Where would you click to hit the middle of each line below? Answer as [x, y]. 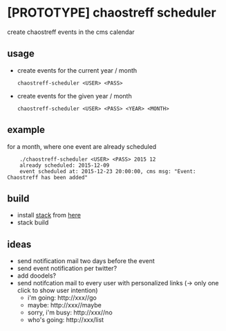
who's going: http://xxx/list [66, 320]
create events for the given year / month [75, 96]
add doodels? [37, 276]
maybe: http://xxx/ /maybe [64, 305]
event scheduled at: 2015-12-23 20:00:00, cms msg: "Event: [108, 171]
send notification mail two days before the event [86, 261]
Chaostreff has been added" [48, 177]
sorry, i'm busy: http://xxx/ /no [70, 312]
